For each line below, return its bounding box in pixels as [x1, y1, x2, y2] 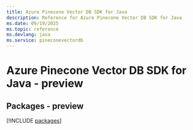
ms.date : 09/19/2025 [6, 20, 59, 26]
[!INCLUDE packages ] [6, 117, 62, 124]
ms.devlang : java [6, 32, 51, 38]
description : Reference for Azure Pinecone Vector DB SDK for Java [6, 15, 183, 21]
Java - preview [6, 77, 84, 90]
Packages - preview [6, 101, 84, 111]
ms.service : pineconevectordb [6, 37, 84, 43]
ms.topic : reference [6, 26, 59, 32]
